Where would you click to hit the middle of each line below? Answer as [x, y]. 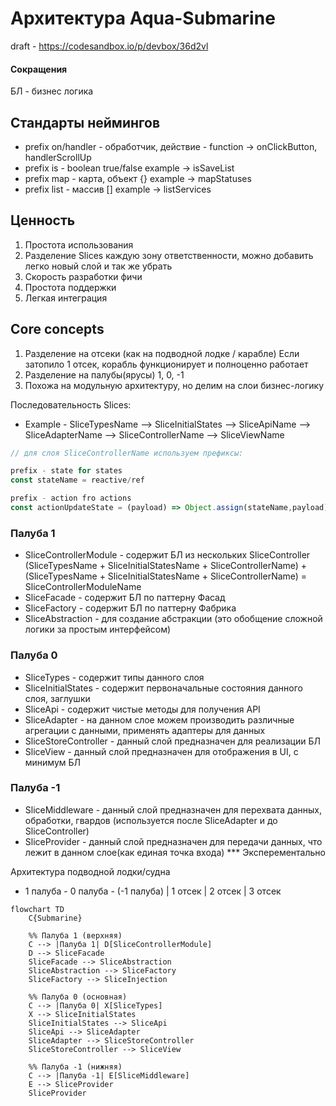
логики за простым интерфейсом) [98, 629]
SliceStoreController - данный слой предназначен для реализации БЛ [172, 741]
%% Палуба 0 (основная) [78, 997]
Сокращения [39, 69]
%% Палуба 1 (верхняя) [75, 935]
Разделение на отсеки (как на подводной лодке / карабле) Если [162, 353]
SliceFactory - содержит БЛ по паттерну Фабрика [130, 608]
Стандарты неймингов [85, 122]
